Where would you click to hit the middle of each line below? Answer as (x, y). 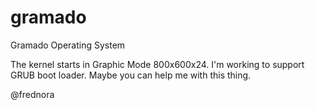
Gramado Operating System (68, 45)
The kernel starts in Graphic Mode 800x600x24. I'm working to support (157, 64)
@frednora (32, 94)
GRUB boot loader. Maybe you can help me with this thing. (131, 75)
